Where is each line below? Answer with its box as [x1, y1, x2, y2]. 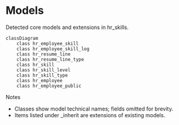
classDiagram [5, 35, 39, 41]
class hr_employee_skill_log [16, 46, 90, 52]
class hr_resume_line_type [16, 56, 84, 62]
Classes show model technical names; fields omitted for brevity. [14, 105, 174, 112]
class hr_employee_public [16, 83, 82, 89]
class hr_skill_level [16, 67, 71, 73]
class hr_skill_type [16, 72, 68, 79]
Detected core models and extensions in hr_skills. [5, 24, 129, 31]
